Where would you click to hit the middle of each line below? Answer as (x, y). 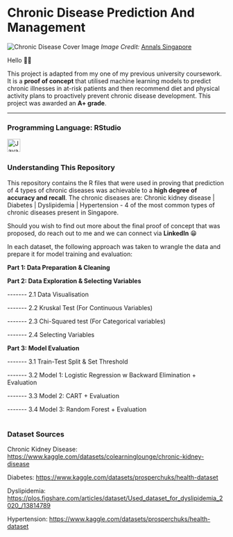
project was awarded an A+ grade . (57, 103)
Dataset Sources (36, 434)
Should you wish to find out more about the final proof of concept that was (114, 225)
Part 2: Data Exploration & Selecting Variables (74, 281)
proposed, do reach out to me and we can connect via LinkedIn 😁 (102, 233)
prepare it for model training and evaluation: (70, 254)
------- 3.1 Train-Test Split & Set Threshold (68, 361)
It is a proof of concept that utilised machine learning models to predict (109, 80)
